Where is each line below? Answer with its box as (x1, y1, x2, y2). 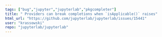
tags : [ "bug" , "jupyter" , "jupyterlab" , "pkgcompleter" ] (5, 7, 117, 12)
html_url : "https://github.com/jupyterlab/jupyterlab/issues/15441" (5, 16, 147, 21)
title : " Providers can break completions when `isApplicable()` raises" (5, 12, 158, 16)
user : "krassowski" (5, 20, 45, 25)
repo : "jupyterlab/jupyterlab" (5, 25, 69, 30)
